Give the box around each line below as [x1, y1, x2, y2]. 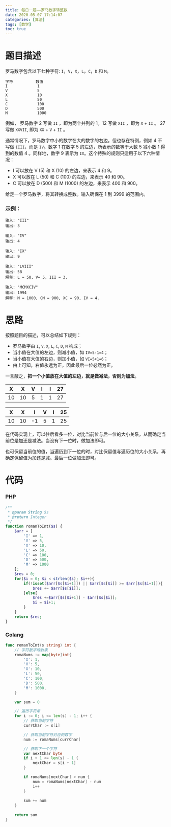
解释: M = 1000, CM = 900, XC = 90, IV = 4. [5, 296, 100, 301]
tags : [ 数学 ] [5, 21, 32, 27]
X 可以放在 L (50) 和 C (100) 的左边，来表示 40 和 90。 [12, 174, 128, 180]
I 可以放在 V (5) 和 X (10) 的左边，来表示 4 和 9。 [12, 167, 115, 174]
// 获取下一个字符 [23, 746, 57, 751]
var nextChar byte [23, 751, 63, 756]
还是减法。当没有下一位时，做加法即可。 [22, 438, 108, 444]
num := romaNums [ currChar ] [23, 737, 81, 742]
